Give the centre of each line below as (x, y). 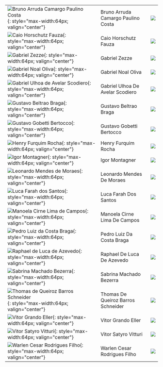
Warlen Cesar (116, 348)
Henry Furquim (117, 143)
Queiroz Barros (117, 300)
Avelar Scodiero (118, 92)
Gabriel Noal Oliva (121, 72)
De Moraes (113, 180)
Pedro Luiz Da (116, 234)
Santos (108, 200)
